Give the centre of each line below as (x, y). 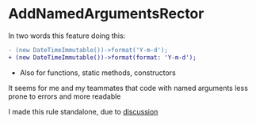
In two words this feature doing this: (67, 36)
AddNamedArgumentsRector (106, 14)
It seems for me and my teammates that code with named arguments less (128, 88)
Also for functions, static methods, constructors (97, 73)
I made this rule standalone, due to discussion (83, 111)
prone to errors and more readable (65, 96)
